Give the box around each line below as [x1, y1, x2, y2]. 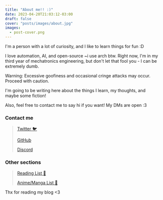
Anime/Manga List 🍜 [17, 179, 58, 185]
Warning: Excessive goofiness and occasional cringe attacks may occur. [5, 73, 150, 78]
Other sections [5, 159, 41, 166]
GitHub [17, 137, 32, 143]
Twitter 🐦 [17, 126, 38, 132]
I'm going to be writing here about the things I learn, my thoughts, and [5, 88, 146, 93]
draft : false [5, 16, 32, 21]
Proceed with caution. [5, 78, 49, 84]
